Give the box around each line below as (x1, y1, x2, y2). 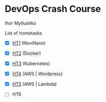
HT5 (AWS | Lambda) (12, 81, 57, 87)
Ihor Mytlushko (5, 20, 37, 26)
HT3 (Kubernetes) (12, 60, 50, 67)
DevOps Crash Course (5, 3, 101, 15)
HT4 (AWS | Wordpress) (12, 71, 63, 77)
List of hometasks (5, 30, 42, 36)
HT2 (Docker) (12, 50, 41, 56)
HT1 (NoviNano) (12, 39, 46, 46)
